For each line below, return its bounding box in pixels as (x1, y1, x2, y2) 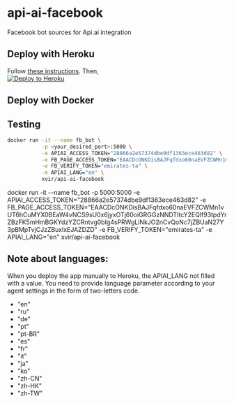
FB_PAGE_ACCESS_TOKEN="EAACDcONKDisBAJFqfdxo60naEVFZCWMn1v (7, 203, 224, 212)
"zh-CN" (17, 374, 43, 382)
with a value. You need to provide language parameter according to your (7, 279, 215, 287)
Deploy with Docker (7, 94, 95, 106)
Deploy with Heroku (7, 48, 95, 60)
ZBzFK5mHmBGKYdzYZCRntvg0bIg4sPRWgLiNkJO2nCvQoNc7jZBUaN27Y (7, 218, 224, 226)
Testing (7, 118, 41, 130)
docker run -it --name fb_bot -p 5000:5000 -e (7, 189, 141, 197)
